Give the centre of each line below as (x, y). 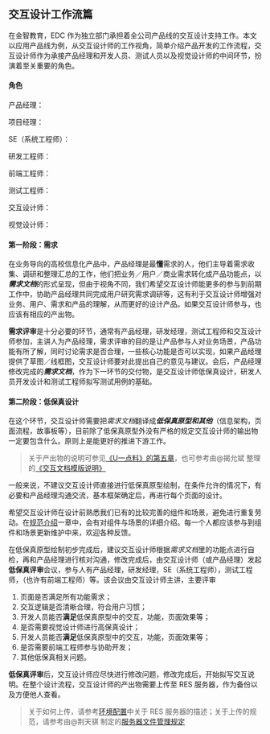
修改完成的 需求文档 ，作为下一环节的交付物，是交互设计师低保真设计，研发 (131, 372)
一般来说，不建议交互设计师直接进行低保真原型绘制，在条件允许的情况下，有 (135, 485)
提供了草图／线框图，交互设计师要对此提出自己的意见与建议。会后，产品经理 (135, 361)
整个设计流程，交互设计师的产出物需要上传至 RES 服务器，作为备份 (140, 685)
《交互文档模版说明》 (70, 468)
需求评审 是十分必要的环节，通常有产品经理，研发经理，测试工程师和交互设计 (135, 332)
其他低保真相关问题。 (55, 658)
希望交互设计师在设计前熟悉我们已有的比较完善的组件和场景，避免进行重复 (131, 513)
